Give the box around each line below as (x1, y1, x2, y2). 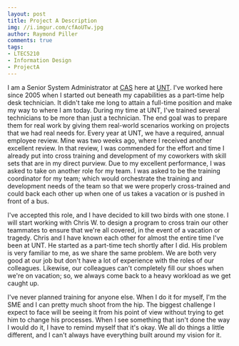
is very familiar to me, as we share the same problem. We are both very (7, 248, 217, 257)
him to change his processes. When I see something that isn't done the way (7, 315, 230, 324)
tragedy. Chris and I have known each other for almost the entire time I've (7, 233, 224, 242)
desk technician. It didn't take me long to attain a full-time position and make (7, 98, 233, 107)
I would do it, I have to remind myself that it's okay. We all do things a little (7, 322, 225, 332)
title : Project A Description (7, 17, 98, 24)
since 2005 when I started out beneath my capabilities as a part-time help (7, 91, 225, 99)
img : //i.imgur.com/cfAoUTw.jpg (7, 24, 103, 31)
